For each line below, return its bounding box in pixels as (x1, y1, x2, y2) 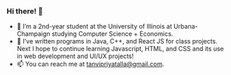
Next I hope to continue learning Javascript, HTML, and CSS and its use (16, 45, 225, 53)
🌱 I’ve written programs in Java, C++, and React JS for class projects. (16, 37, 218, 46)
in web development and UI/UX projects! (16, 52, 134, 60)
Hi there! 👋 (6, 6, 43, 16)
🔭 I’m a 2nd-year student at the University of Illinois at (16, 22, 172, 31)
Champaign (16, 29, 50, 38)
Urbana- (173, 22, 198, 31)
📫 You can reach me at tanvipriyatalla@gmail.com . (16, 60, 164, 69)
